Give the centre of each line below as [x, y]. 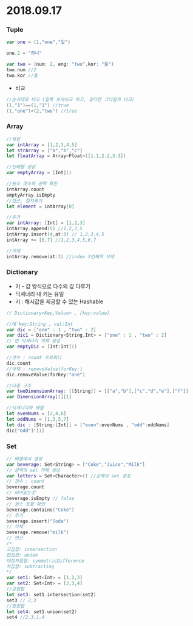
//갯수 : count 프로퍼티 [34, 358]
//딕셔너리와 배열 [25, 408]
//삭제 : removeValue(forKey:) [45, 369]
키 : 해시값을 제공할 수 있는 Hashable [59, 301]
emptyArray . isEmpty [31, 195]
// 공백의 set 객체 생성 [33, 470]
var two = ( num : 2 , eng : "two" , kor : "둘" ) [60, 65]
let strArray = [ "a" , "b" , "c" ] [45, 150]
